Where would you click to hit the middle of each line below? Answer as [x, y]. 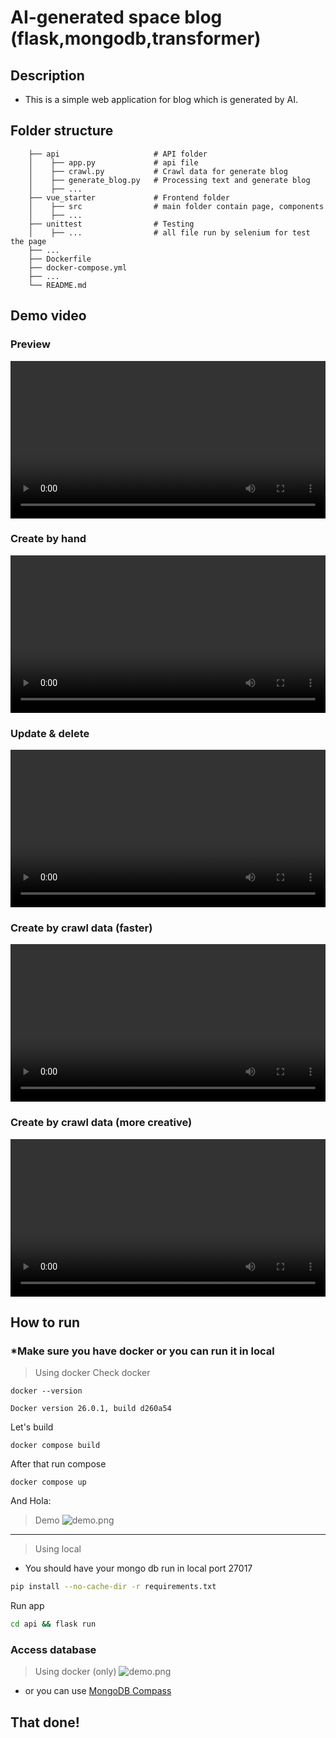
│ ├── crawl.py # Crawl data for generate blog [158, 171]
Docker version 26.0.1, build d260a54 [91, 1409]
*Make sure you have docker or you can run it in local [142, 1351]
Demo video [48, 316]
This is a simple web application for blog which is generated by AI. [161, 99]
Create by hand [48, 539]
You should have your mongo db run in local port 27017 [138, 1568]
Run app [27, 1606]
